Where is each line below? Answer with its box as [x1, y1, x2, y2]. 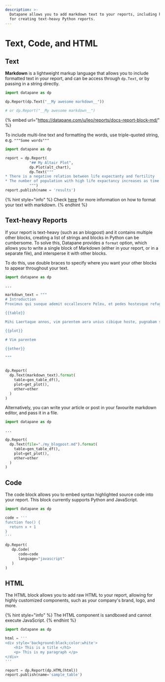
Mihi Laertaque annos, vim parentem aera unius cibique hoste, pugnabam [5, 319, 157, 324]
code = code [18, 552, 38, 557]
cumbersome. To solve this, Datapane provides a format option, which [5, 240, 147, 246]
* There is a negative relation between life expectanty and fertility [5, 174, 155, 179]
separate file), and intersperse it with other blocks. [5, 250, 107, 256]
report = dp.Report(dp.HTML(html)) [5, 668, 78, 673]
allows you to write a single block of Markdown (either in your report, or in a [5, 245, 159, 251]
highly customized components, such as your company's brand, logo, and [5, 598, 155, 604]
